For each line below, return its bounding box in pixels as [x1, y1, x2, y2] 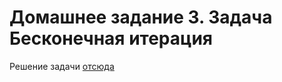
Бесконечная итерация [9, 27, 214, 50]
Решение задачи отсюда [9, 60, 115, 72]
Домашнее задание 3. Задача [9, 6, 273, 29]
